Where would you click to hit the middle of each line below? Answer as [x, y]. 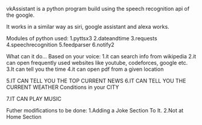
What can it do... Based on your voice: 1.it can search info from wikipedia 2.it [101, 56]
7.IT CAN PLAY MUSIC [34, 99]
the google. [21, 15]
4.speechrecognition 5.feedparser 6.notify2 [60, 45]
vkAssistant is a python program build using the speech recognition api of [98, 9]
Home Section [24, 117]
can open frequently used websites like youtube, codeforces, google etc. [97, 63]
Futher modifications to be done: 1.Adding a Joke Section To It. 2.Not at [95, 110]
